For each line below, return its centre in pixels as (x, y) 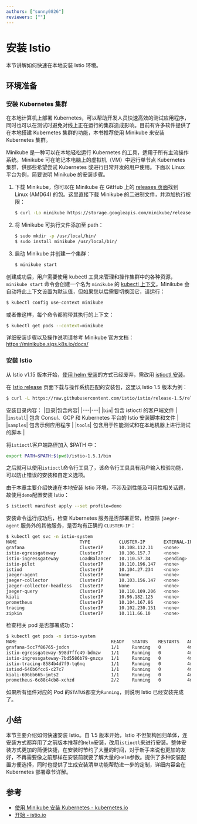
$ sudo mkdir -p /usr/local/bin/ (55, 236)
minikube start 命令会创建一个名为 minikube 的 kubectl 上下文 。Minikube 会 (98, 284)
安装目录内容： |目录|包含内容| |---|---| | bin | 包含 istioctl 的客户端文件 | (92, 410)
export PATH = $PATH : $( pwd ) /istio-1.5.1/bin (59, 456)
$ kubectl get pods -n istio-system (51, 636)
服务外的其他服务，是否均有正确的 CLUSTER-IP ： (78, 526)
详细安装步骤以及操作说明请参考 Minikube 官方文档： (70, 338)
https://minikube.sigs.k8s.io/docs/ (47, 344)
